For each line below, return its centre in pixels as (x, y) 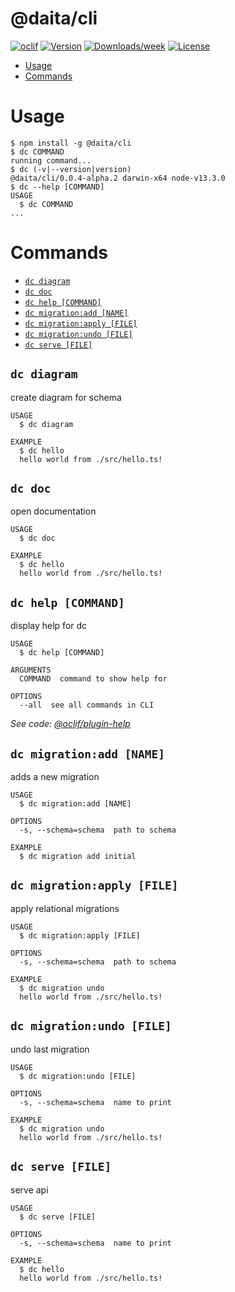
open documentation (53, 511)
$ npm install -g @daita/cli (71, 143)
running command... (51, 160)
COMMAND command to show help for (93, 679)
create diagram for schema (66, 397)
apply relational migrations (65, 908)
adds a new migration (55, 777)
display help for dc (49, 626)
